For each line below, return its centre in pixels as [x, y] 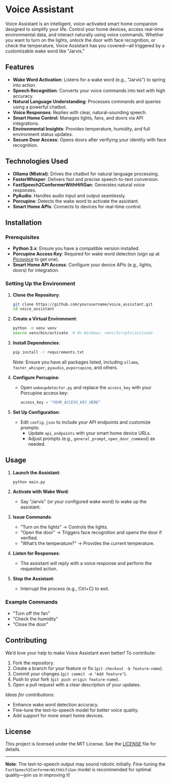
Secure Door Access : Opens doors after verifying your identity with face [89, 139]
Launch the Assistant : [36, 472]
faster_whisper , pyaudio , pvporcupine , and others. [65, 367]
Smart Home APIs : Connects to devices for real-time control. [77, 206]
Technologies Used [37, 161]
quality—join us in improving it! [38, 775]
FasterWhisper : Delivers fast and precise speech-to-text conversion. [86, 179]
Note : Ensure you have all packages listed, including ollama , [76, 362]
